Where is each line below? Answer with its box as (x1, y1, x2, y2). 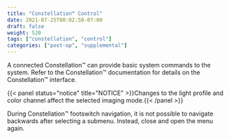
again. (7, 125, 25, 132)
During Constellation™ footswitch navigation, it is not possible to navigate (7, 109, 214, 118)
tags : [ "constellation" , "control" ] (7, 36, 112, 43)
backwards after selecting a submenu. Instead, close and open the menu (7, 117, 214, 125)
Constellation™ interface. (7, 76, 77, 83)
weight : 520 (7, 29, 41, 36)
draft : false (7, 23, 45, 30)
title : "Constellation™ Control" (7, 10, 103, 17)
